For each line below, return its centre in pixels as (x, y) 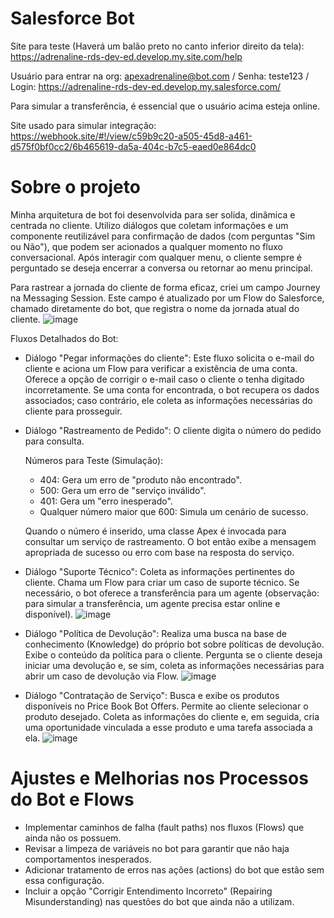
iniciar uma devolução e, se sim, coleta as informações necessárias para (174, 665)
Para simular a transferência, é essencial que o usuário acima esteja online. (165, 106)
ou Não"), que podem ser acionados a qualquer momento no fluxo (146, 246)
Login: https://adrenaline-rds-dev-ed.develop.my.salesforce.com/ (146, 86)
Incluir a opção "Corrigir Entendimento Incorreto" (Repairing (148, 891)
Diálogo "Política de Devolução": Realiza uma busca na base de (155, 633)
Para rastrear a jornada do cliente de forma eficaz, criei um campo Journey (165, 287)
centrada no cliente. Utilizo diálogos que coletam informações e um (149, 225)
